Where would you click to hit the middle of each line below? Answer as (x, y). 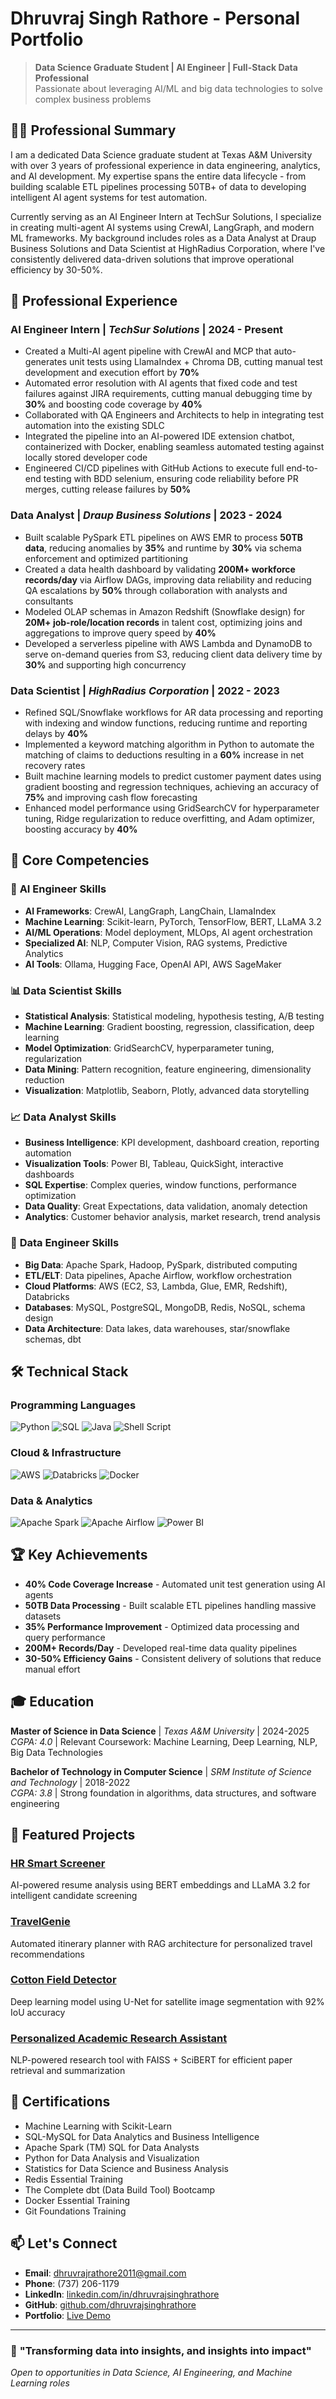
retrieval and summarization (68, 2071)
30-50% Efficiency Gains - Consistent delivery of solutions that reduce (173, 1658)
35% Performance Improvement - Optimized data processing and (162, 1626)
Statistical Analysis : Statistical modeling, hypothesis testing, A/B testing (174, 1016)
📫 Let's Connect (64, 2243)
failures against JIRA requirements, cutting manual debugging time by (168, 394)
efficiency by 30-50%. (56, 269)
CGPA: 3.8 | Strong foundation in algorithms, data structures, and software (163, 1793)
